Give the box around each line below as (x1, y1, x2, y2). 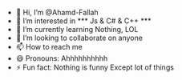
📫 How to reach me (15, 42, 83, 51)
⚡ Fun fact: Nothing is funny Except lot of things (15, 62, 175, 72)
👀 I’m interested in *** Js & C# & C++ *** (15, 16, 152, 26)
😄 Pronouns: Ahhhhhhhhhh (15, 54, 108, 63)
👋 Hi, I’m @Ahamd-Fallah (15, 8, 99, 17)
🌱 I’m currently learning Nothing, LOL (15, 25, 139, 34)
